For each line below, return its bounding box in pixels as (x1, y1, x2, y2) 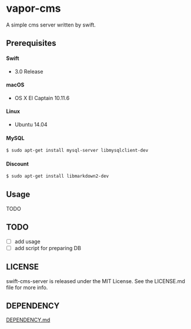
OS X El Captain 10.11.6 (14, 94, 70, 101)
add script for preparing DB (14, 244, 81, 251)
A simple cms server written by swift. (6, 21, 96, 28)
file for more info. (6, 284, 48, 291)
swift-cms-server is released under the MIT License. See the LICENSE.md (6, 277, 185, 284)
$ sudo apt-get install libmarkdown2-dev (6, 173, 109, 180)
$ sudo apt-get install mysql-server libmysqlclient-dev (6, 148, 149, 154)
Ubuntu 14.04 (14, 121, 48, 128)
